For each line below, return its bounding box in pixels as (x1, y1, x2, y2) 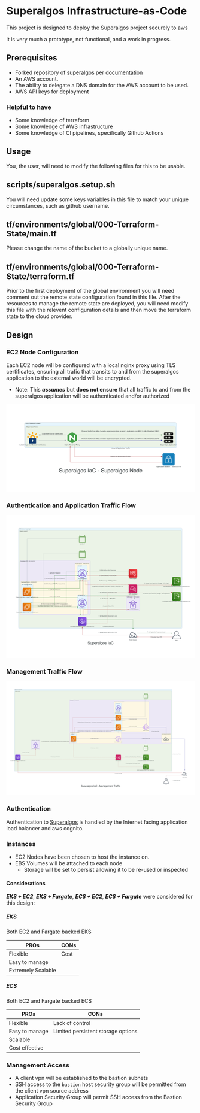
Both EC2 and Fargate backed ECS (6, 997, 92, 1004)
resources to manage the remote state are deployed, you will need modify (6, 300, 189, 307)
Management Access (6, 1061, 70, 1069)
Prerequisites (6, 53, 57, 63)
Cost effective (8, 1044, 44, 1051)
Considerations (6, 880, 46, 887)
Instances (6, 839, 36, 848)
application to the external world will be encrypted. (6, 374, 132, 381)
